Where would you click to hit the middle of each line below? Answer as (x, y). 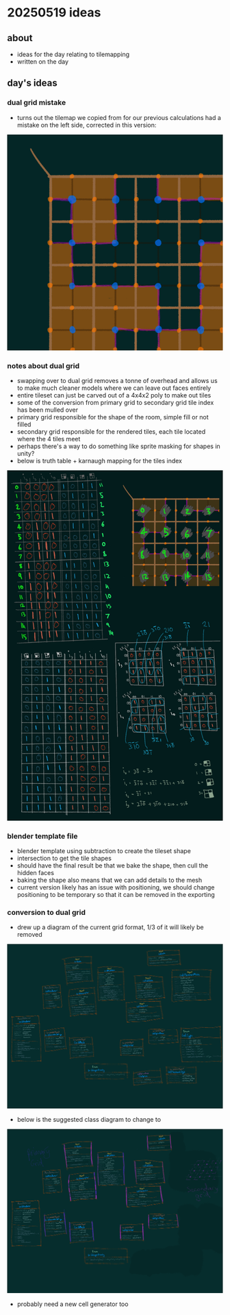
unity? (26, 453)
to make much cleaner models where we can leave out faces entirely (114, 388)
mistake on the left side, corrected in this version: (87, 125)
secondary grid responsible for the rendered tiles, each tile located (111, 431)
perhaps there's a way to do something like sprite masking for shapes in (118, 446)
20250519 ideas (54, 13)
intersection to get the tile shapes (64, 859)
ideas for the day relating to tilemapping (73, 54)
